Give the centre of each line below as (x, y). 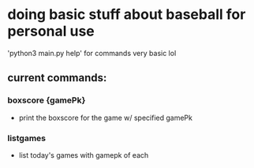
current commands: (57, 78)
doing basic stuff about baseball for (127, 15)
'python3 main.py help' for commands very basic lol (92, 53)
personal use (51, 31)
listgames (27, 138)
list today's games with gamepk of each (84, 155)
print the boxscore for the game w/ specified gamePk (105, 118)
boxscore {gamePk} (47, 100)
